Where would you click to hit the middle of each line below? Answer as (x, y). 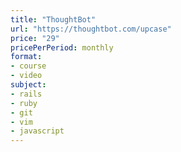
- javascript (37, 131)
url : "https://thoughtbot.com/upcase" (91, 29)
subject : (28, 85)
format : (26, 57)
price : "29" (35, 38)
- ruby (24, 103)
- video (26, 76)
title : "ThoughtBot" (53, 19)
